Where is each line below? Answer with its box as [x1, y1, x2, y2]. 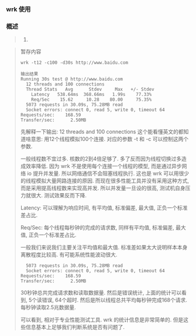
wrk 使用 [6, 5, 31, 13]
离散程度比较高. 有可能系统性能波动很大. [20, 251, 118, 258]
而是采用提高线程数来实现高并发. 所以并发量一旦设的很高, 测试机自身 [20, 184, 185, 191]
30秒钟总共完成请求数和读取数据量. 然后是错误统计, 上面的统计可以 [20, 289, 182, 296]
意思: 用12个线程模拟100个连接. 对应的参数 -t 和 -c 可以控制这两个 [30, 136, 189, 143]
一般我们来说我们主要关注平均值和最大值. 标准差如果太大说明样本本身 [20, 244, 188, 251]
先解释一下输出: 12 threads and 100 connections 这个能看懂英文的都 [20, 128, 184, 135]
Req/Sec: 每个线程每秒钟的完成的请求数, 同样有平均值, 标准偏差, [20, 224, 174, 231]
